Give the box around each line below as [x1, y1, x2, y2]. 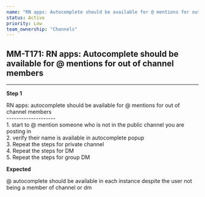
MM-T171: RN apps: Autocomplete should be [6, 48, 179, 59]
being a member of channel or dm [6, 184, 92, 191]
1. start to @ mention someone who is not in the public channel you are [6, 121, 185, 128]
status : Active [6, 15, 45, 21]
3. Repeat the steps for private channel [6, 141, 104, 148]
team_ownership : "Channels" [6, 26, 78, 32]
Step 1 [6, 90, 23, 97]
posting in [6, 128, 32, 135]
